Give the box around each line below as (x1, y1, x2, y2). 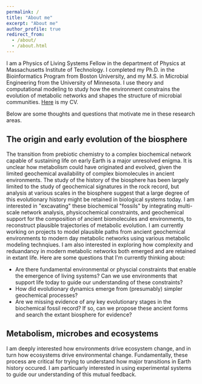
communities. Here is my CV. (6, 98, 79, 105)
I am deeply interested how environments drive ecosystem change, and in (6, 344, 191, 352)
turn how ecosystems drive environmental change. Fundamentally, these (6, 351, 188, 358)
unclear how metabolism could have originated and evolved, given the (6, 163, 182, 170)
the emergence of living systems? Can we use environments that (15, 272, 178, 279)
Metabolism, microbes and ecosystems (6, 329, 159, 339)
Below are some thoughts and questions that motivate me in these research (6, 110, 195, 117)
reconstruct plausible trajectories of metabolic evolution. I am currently (6, 222, 184, 229)
